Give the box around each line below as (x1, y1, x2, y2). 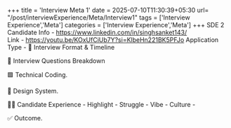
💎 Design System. (7, 87, 59, 95)
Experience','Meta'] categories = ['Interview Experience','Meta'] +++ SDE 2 (7, 21, 225, 29)
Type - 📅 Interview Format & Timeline (7, 43, 115, 51)
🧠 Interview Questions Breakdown (7, 57, 105, 65)
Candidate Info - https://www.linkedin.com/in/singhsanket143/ (7, 28, 187, 36)
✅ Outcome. (7, 114, 44, 122)
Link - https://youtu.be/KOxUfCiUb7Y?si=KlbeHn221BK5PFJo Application (7, 36, 219, 44)
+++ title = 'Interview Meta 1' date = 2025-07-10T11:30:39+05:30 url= (7, 6, 209, 14)
